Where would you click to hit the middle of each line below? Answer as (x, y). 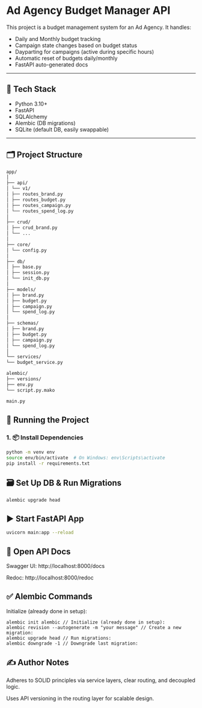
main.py (16, 401)
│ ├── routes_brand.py (35, 194)
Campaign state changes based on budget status (76, 45)
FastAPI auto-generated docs (51, 65)
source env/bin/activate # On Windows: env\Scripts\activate (86, 458)
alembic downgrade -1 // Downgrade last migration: (72, 643)
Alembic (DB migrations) (45, 123)
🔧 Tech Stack (31, 89)
